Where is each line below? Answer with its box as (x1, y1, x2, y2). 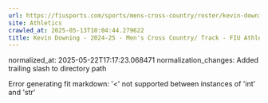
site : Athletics (8, 19, 62, 27)
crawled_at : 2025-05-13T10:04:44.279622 (8, 26, 145, 34)
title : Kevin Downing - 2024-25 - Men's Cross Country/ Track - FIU (8, 33, 241, 42)
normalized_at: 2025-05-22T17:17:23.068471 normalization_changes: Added (8, 55, 259, 65)
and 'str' (8, 88, 36, 97)
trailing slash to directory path (8, 64, 107, 74)
